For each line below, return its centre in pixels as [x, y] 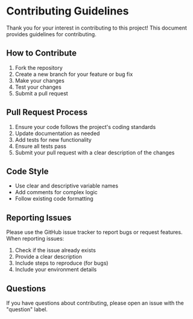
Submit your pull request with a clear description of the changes [95, 153]
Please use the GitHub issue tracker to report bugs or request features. [94, 232]
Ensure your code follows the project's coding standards [85, 127]
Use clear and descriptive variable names [67, 186]
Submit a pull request [41, 93]
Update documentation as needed [57, 133]
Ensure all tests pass [40, 146]
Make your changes [40, 80]
